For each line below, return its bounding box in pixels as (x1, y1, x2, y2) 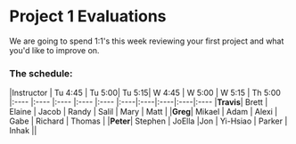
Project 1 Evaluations (9, 6, 167, 27)
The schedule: (9, 67, 73, 79)
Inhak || (9, 125, 37, 136)
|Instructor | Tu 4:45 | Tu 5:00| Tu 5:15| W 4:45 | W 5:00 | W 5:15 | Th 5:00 (9, 87, 281, 99)
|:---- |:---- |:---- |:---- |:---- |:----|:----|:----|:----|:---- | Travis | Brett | (9, 97, 268, 108)
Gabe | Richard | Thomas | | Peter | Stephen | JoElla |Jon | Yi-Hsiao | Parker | (9, 116, 288, 126)
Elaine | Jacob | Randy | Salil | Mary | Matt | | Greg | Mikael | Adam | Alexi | (9, 107, 278, 117)
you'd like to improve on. (9, 44, 100, 55)
